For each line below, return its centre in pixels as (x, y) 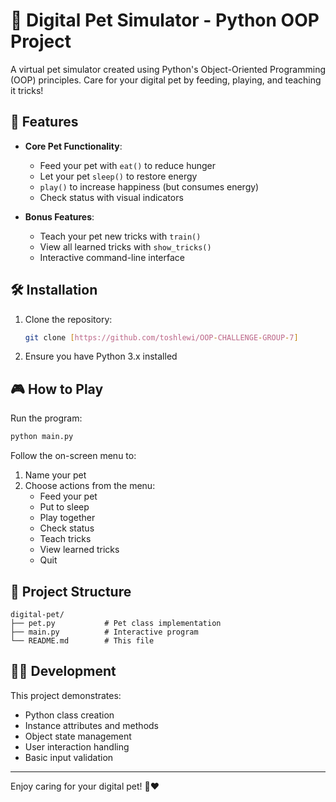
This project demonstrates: (66, 695)
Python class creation (69, 715)
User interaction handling (77, 746)
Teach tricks (65, 539)
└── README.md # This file (82, 640)
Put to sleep (64, 507)
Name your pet (55, 475)
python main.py (42, 437)
